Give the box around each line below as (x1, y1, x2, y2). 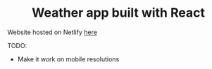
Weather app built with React (31, 5, 206, 21)
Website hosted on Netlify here (7, 28, 97, 36)
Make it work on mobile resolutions (17, 54, 120, 63)
